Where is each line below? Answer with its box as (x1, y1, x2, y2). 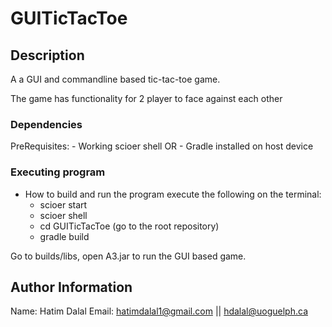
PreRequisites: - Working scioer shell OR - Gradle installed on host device (10, 140, 314, 152)
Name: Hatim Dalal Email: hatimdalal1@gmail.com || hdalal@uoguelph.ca (10, 305, 308, 317)
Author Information (10, 278, 133, 296)
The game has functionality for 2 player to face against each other (10, 93, 283, 104)
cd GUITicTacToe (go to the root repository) (39, 220, 220, 232)
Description (10, 47, 85, 64)
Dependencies (10, 117, 83, 131)
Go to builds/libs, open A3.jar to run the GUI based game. (10, 250, 247, 262)
